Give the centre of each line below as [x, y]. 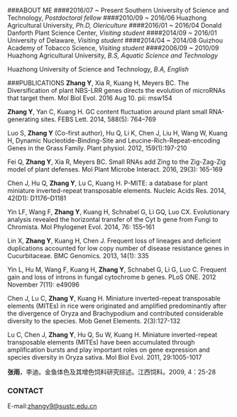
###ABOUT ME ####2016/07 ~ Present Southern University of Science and [118, 10]
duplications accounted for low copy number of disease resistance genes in [118, 248]
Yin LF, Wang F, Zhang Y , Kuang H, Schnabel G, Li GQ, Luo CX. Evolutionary [118, 212]
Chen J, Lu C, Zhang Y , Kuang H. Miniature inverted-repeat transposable [114, 298]
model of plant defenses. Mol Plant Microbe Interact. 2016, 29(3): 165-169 [115, 169]
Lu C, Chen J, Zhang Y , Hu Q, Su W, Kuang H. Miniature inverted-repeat [112, 335]
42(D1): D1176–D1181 [37, 198]
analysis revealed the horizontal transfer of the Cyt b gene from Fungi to [113, 219]
